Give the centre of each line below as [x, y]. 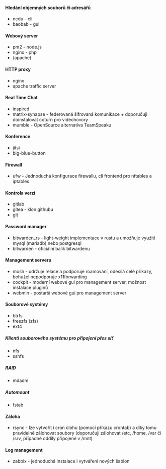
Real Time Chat [21, 98]
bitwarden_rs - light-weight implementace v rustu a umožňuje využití [84, 238]
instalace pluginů [30, 287]
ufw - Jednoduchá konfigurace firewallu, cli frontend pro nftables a [82, 176]
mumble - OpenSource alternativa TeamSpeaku [62, 125]
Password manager [26, 227]
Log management [24, 450]
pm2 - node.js [27, 47]
